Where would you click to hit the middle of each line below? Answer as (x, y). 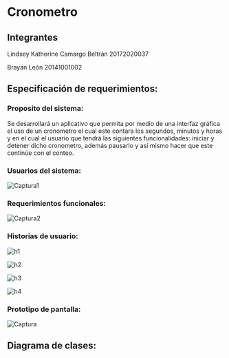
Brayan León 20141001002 (45, 67)
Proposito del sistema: (45, 109)
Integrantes (33, 38)
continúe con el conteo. (41, 153)
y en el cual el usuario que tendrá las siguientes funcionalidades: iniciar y (111, 138)
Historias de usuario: (43, 236)
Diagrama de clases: (52, 346)
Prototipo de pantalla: (44, 309)
